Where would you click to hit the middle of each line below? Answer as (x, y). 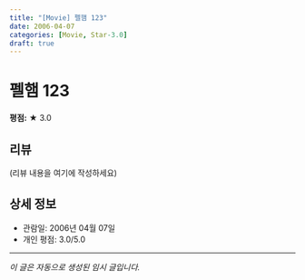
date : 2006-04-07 (42, 26)
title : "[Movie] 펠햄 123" (59, 18)
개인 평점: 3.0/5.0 (54, 239)
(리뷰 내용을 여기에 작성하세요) (64, 173)
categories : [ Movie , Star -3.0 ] (69, 35)
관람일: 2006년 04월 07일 (69, 227)
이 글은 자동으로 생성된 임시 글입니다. (75, 267)
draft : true (32, 43)
